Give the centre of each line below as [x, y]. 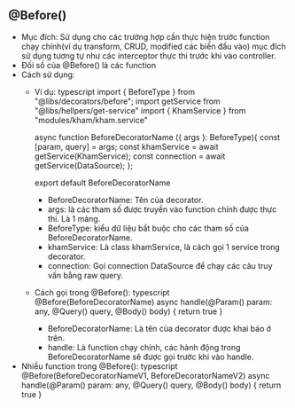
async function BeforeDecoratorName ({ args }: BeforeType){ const [157, 137]
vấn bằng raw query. [85, 275]
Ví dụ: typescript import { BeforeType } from [115, 91]
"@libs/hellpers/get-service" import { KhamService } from [140, 110]
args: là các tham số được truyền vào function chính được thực [162, 209]
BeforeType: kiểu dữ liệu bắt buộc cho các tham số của [148, 228]
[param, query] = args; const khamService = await [126, 146]
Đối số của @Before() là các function [89, 65]
